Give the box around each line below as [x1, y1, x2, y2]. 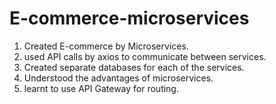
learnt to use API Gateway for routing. [23, 82, 179, 94]
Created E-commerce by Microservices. [23, 40, 189, 52]
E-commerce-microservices [9, 7, 250, 30]
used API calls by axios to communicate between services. [23, 50, 267, 62]
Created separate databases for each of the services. [23, 61, 245, 73]
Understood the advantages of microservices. [23, 72, 214, 84]
